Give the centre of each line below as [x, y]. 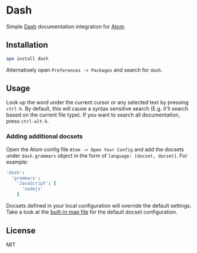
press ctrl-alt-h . [28, 121]
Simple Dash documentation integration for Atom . [66, 26]
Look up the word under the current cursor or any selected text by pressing [98, 102]
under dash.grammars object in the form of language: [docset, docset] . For [97, 155]
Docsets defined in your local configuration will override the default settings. [99, 206]
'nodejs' [32, 189]
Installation [27, 45]
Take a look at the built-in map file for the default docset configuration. [92, 212]
